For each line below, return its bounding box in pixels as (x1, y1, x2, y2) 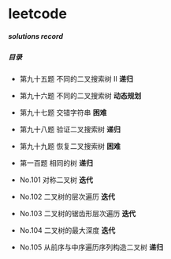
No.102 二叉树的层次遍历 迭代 (19, 192, 116, 201)
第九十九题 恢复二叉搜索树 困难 (19, 141, 121, 150)
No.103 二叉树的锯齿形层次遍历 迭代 (19, 208, 136, 218)
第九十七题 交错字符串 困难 (19, 108, 107, 117)
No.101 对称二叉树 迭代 (19, 175, 93, 185)
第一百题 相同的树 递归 (19, 158, 93, 167)
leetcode (8, 5, 67, 23)
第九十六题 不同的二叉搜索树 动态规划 (19, 90, 142, 100)
